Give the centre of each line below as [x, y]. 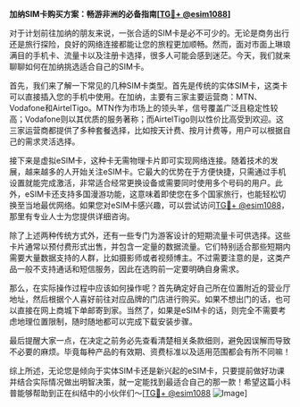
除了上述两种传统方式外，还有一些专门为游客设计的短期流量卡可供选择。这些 [150, 235]
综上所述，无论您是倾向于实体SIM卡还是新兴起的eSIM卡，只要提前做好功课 [147, 371]
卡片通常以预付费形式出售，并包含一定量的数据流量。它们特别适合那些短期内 [150, 246]
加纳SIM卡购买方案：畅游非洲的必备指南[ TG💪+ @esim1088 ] [120, 14]
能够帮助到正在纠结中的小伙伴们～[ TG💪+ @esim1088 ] [132, 393]
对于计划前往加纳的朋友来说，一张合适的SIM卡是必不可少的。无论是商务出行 [150, 33]
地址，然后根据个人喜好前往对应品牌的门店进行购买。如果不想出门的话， [142, 299]
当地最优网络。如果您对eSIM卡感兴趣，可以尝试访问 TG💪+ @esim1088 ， [157, 205]
